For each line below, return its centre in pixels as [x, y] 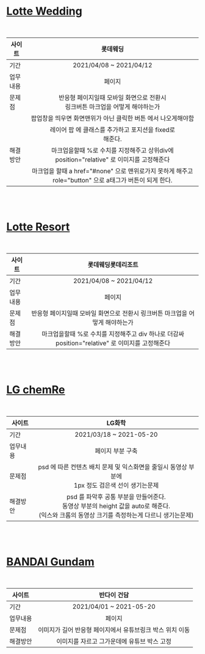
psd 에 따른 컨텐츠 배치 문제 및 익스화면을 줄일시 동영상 [113, 467]
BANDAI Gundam [50, 562]
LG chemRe [36, 390]
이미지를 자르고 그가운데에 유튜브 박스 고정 [114, 641]
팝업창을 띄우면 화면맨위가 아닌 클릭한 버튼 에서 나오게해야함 [112, 118]
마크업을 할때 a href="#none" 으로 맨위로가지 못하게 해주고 [113, 171]
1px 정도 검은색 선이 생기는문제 [116, 485]
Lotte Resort [38, 227]
